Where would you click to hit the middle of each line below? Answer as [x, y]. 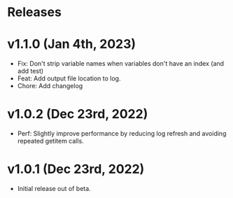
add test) [30, 71]
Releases [34, 12]
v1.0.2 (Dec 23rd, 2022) [78, 114]
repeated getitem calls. [50, 141]
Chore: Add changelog [50, 86]
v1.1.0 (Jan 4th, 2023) [72, 44]
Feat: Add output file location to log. [69, 78]
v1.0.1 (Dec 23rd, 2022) [76, 169]
